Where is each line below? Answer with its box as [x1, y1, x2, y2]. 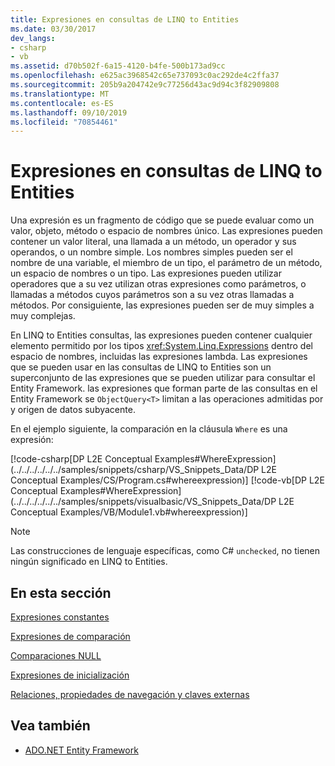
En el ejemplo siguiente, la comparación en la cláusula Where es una [10, 423, 288, 435]
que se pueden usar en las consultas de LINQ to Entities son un [10, 361, 272, 373]
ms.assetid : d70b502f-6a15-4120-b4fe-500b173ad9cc [10, 61, 226, 71]
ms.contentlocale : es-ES [10, 98, 114, 108]
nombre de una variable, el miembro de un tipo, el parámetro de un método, [10, 257, 323, 269]
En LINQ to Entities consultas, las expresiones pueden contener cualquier [10, 329, 313, 341]
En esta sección [10, 584, 112, 601]
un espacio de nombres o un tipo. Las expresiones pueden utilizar [10, 267, 282, 280]
